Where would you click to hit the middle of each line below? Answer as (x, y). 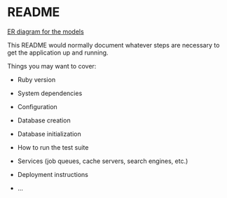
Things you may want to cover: (52, 66)
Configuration (37, 106)
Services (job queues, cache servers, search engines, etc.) (103, 161)
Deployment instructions (53, 174)
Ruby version (36, 79)
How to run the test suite (53, 147)
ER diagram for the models (46, 31)
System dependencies (50, 93)
